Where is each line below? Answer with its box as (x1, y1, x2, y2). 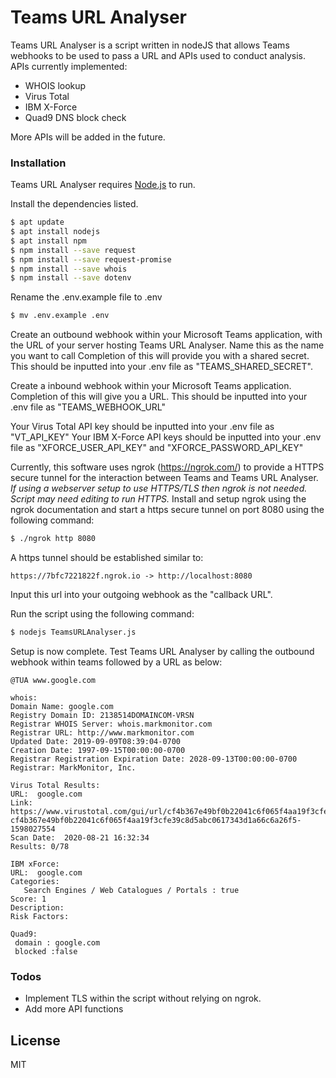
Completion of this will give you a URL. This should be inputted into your (10, 391, 308, 403)
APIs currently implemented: (10, 60, 128, 72)
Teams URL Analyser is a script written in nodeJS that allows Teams (10, 39, 290, 51)
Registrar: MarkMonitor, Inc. (10, 762, 137, 773)
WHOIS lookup (24, 79, 87, 91)
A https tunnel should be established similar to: (10, 552, 204, 564)
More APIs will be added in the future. (10, 131, 166, 143)
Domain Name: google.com (10, 701, 114, 711)
